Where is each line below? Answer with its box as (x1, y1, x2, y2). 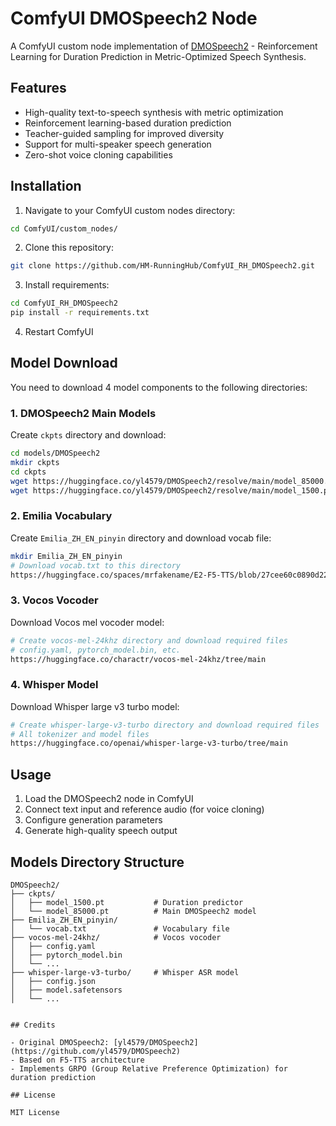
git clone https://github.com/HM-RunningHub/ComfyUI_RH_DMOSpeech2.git (10, 261, 315, 271)
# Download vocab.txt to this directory (10, 560, 182, 571)
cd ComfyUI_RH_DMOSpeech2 (10, 298, 118, 309)
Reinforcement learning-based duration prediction (24, 117, 232, 129)
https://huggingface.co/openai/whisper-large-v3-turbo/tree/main (10, 738, 288, 749)
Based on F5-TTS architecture (19, 1055, 145, 1065)
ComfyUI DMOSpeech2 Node (10, 7, 258, 30)
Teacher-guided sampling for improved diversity (24, 127, 225, 139)
